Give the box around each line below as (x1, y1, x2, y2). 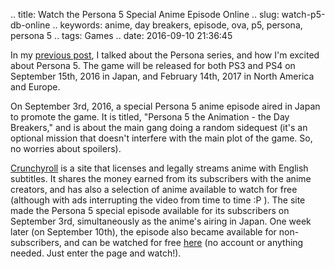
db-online (10, 19, 51, 31)
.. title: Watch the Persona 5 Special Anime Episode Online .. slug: (10, 9, 280, 20)
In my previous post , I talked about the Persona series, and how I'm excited (10, 49, 320, 61)
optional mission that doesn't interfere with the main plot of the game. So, (10, 132, 313, 144)
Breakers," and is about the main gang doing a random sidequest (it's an (10, 122, 308, 133)
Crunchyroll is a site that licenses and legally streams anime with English (10, 162, 309, 174)
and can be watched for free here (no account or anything (63, 237, 304, 248)
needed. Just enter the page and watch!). (10, 247, 182, 259)
